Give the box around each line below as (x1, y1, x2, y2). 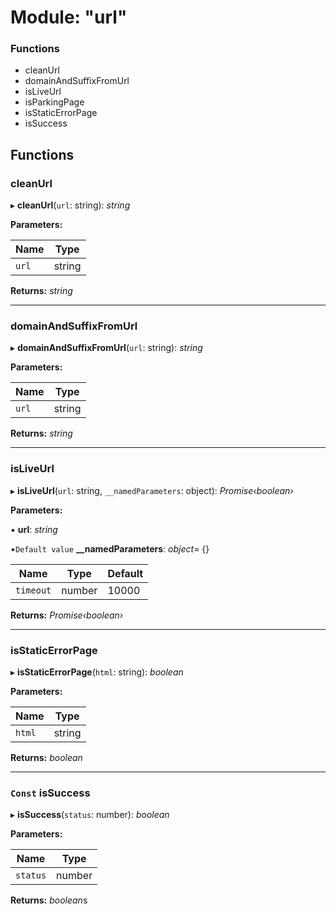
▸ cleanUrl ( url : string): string (10, 199, 131, 211)
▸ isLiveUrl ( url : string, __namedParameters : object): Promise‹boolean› (10, 484, 294, 496)
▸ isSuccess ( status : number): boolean (10, 809, 170, 821)
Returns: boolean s (10, 894, 88, 906)
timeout (15, 584, 52, 596)
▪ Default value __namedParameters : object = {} (10, 542, 210, 555)
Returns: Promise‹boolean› (10, 609, 124, 621)
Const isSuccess (10, 786, 91, 800)
